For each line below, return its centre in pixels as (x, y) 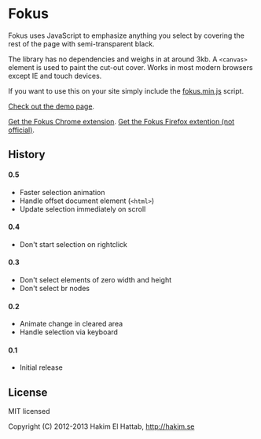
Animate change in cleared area (71, 324)
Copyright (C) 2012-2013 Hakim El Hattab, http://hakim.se (101, 426)
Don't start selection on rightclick (74, 244)
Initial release (41, 367)
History (27, 155)
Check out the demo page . (51, 106)
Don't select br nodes (55, 288)
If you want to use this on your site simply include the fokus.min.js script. (126, 90)
